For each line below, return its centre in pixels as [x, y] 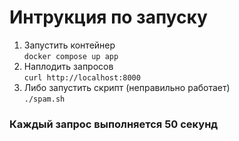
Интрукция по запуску [108, 17]
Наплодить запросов [68, 66]
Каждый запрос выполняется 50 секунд [114, 124]
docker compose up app [71, 56]
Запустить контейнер [69, 45]
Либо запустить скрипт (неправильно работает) [127, 87]
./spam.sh [44, 99]
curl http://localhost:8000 [82, 77]
